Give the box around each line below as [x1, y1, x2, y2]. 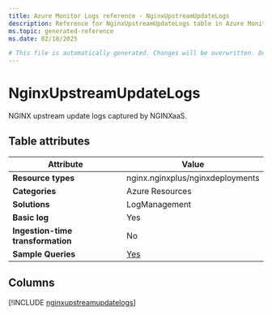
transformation [12, 235, 72, 246]
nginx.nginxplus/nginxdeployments [126, 172, 260, 183]
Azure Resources [126, 185, 192, 196]
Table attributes [8, 135, 91, 149]
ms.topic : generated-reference [8, 27, 114, 35]
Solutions [12, 198, 50, 209]
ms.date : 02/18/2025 [8, 34, 79, 43]
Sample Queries [12, 248, 75, 260]
